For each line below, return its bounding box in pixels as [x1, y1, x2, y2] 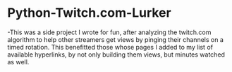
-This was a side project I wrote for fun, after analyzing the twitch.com [7, 28, 212, 36]
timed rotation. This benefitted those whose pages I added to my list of [7, 43, 214, 51]
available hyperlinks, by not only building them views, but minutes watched [7, 50, 226, 59]
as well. [7, 57, 30, 66]
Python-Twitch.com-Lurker [7, 5, 171, 21]
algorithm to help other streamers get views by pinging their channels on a [7, 35, 224, 43]
